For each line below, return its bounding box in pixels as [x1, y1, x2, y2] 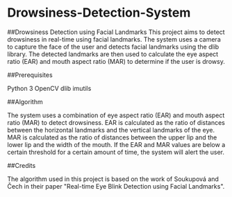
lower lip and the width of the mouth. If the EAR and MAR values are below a [7, 140, 226, 148]
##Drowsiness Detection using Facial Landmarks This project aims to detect [7, 28, 225, 36]
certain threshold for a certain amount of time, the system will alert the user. [7, 148, 224, 156]
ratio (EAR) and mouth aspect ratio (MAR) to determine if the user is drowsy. [7, 57, 226, 65]
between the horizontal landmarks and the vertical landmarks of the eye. [7, 126, 215, 134]
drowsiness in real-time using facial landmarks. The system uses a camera [7, 35, 221, 43]
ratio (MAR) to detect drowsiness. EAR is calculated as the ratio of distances [7, 118, 226, 126]
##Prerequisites [7, 71, 53, 79]
